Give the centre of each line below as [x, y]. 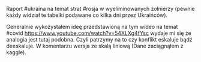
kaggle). [16, 52]
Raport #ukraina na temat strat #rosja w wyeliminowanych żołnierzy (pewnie [100, 9]
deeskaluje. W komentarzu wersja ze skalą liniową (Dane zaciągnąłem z [95, 46]
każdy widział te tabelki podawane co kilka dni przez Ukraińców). [87, 15]
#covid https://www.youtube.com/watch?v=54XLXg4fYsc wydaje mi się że [99, 33]
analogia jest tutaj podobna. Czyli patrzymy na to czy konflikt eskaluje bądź [100, 39]
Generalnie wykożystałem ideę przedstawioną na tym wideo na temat [92, 27]
